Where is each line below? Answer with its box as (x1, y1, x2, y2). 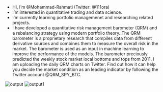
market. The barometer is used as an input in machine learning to (12, 46, 144, 51)
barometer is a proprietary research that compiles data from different (12, 35, 152, 41)
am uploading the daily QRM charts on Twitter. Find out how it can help (12, 61, 156, 67)
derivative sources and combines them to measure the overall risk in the (12, 41, 159, 46)
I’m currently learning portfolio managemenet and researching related (12, 15, 153, 20)
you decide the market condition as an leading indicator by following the (12, 67, 159, 72)
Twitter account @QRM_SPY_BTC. (12, 72, 82, 77)
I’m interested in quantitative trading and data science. (12, 9, 123, 15)
